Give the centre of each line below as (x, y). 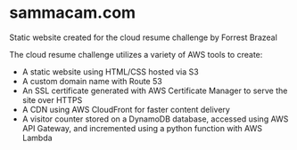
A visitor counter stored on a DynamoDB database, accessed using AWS (155, 119)
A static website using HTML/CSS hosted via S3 (110, 71)
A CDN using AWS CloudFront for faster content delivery (126, 109)
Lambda (37, 138)
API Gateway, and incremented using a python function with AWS (142, 128)
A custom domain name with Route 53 (92, 81)
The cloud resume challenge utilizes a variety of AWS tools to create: (136, 54)
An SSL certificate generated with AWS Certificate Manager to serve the (155, 91)
